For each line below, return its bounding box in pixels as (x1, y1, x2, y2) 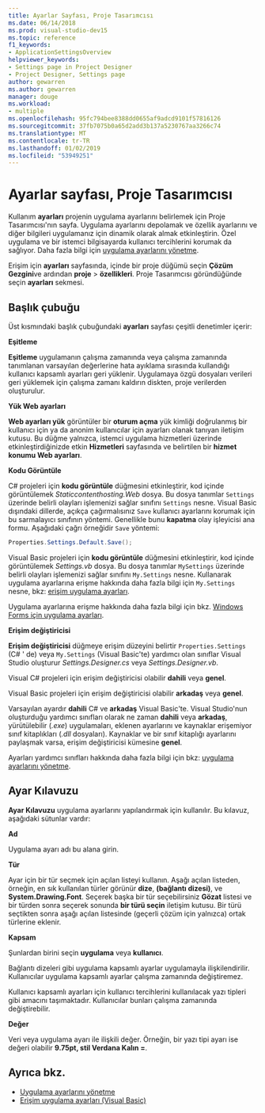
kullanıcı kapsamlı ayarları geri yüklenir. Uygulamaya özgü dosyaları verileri (8, 369, 252, 379)
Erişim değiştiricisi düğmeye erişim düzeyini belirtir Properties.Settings (8, 641, 247, 650)
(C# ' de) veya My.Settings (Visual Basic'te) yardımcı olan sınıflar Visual (8, 649, 241, 658)
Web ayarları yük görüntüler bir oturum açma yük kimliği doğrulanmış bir (8, 417, 248, 426)
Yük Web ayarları (8, 402, 66, 410)
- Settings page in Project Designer (8, 63, 133, 71)
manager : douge (8, 93, 59, 101)
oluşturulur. (8, 386, 45, 395)
